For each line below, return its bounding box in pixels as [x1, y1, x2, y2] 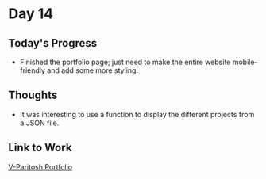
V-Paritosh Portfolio [8, 162, 73, 171]
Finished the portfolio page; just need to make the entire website [19, 57, 231, 67]
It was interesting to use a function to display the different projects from [19, 109, 255, 119]
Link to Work [8, 141, 72, 154]
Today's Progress [8, 36, 98, 50]
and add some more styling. [47, 66, 139, 75]
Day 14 [8, 5, 54, 23]
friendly [19, 66, 46, 75]
